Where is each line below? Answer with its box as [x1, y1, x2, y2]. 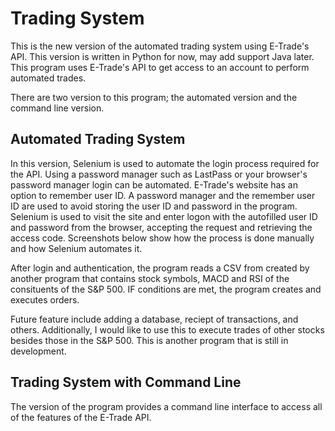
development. [10, 345, 67, 357]
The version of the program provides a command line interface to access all [10, 400, 323, 412]
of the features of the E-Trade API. [10, 411, 152, 423]
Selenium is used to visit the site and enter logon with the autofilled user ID [10, 210, 318, 222]
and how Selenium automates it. [10, 242, 143, 254]
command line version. [10, 102, 105, 114]
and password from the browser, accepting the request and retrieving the [10, 221, 313, 233]
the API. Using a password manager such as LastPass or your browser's [10, 168, 308, 180]
